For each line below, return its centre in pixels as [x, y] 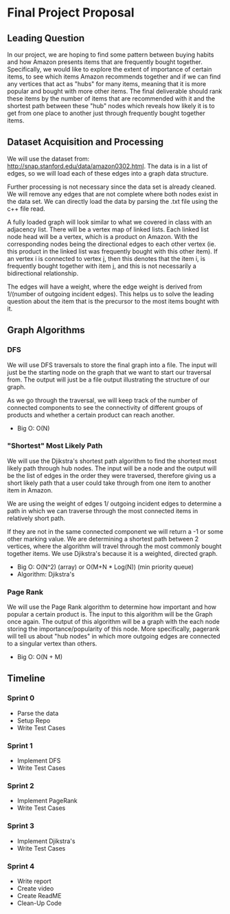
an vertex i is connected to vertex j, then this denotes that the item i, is [106, 258]
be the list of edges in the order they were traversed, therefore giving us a [112, 475]
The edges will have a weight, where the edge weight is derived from [105, 287]
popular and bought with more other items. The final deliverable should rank [115, 91]
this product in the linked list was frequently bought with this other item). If [113, 251]
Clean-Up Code [39, 903]
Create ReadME [39, 895]
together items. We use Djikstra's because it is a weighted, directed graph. [113, 553]
